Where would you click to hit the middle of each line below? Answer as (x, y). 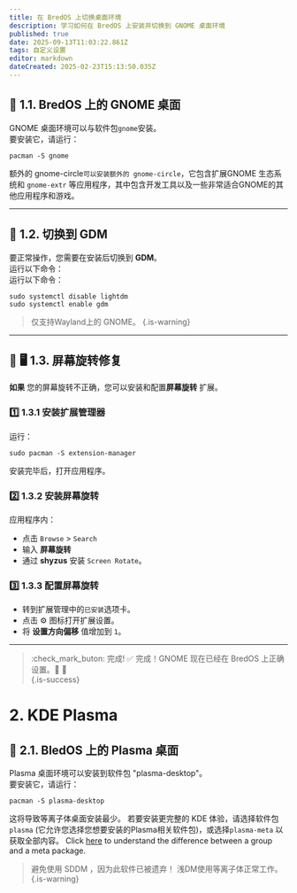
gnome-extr (46, 185)
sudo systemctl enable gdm (59, 304)
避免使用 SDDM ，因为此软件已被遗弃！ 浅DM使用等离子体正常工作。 (156, 869)
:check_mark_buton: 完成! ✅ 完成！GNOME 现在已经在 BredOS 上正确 (157, 659)
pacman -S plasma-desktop (57, 801)
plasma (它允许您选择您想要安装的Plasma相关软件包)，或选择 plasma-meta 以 (146, 830)
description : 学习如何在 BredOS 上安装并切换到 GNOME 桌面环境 (117, 26)
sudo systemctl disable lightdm (69, 296)
